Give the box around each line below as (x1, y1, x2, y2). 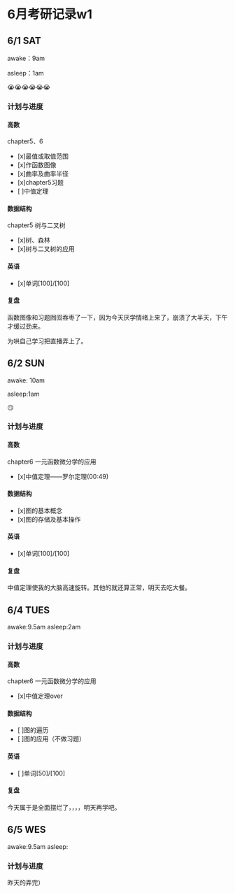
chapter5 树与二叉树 (7, 221, 66, 229)
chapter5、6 (7, 137, 43, 145)
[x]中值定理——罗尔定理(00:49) (17, 472, 109, 480)
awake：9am (7, 54, 45, 62)
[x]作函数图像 (17, 161, 57, 169)
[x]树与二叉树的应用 (17, 245, 75, 253)
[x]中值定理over (17, 692, 63, 700)
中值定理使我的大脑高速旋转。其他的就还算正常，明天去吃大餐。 (7, 583, 191, 592)
